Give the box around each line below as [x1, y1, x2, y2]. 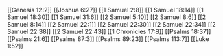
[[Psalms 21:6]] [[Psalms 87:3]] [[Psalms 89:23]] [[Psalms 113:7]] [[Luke [7, 35, 209, 43]
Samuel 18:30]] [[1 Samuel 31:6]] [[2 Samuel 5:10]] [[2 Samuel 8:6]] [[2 [7, 13, 207, 21]
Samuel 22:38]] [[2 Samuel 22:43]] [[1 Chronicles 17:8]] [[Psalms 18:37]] [7, 27, 211, 36]
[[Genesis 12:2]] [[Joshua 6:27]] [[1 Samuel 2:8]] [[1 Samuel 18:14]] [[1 [7, 6, 204, 14]
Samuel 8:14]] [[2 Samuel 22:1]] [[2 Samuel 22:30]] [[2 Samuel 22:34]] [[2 [7, 20, 216, 28]
